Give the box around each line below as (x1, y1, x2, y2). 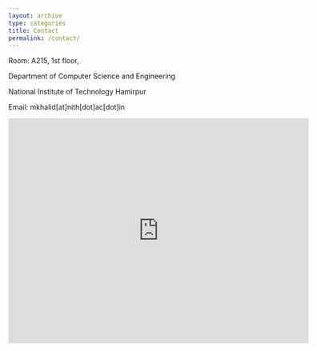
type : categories (8, 19, 66, 27)
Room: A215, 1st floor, (8, 56, 80, 66)
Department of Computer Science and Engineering (8, 71, 176, 81)
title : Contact (8, 26, 59, 34)
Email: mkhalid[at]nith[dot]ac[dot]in (8, 102, 126, 112)
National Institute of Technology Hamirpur (8, 87, 146, 97)
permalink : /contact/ (8, 34, 81, 42)
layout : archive (8, 11, 62, 20)
